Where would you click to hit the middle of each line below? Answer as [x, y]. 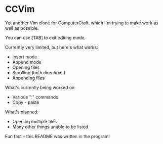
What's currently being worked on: [40, 87]
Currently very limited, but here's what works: [52, 47]
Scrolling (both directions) [39, 72]
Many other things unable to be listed [50, 127]
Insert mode [24, 57]
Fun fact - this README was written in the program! [58, 136]
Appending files [28, 78]
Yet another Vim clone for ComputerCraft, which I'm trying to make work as [82, 23]
